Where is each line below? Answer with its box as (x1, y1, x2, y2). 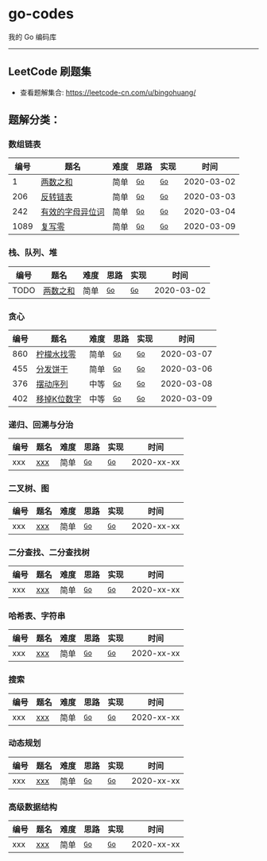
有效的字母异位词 (41, 207, 105, 218)
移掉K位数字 (36, 394, 82, 405)
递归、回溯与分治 (8, 419, 74, 430)
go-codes (8, 5, 74, 23)
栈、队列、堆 (8, 247, 58, 258)
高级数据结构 (8, 801, 58, 813)
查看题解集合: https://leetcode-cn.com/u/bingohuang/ (19, 87, 196, 97)
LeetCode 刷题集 (8, 65, 91, 79)
